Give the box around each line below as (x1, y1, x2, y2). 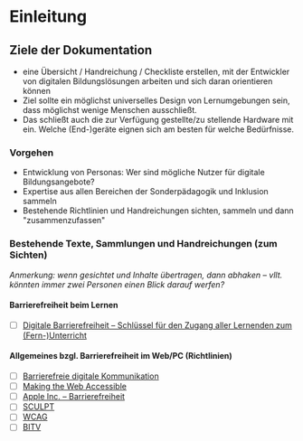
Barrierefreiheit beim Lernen (9, 300, 119, 311)
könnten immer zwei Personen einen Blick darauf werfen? (9, 278, 225, 290)
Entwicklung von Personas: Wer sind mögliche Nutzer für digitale (22, 167, 265, 178)
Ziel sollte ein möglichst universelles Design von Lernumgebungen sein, (22, 95, 291, 106)
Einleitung (9, 6, 88, 27)
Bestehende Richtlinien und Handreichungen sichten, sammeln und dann (22, 205, 294, 216)
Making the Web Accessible (22, 381, 127, 392)
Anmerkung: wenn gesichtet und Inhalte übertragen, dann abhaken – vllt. (9, 269, 283, 280)
